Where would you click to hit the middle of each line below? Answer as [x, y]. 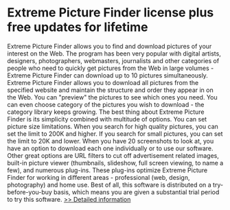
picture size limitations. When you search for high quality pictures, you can [113, 126]
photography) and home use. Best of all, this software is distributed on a [109, 185]
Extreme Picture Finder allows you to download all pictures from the [103, 82]
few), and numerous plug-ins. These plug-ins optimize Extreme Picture [107, 170]
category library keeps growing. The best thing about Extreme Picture [106, 112]
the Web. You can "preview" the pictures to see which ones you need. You [112, 97]
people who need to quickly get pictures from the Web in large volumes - [111, 68]
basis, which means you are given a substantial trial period [137, 192]
